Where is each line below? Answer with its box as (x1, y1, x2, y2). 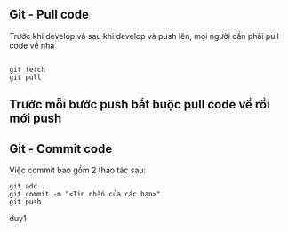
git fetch (9, 65, 46, 74)
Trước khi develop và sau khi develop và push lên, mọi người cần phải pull (9, 30, 280, 41)
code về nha (9, 40, 55, 51)
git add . (9, 182, 46, 191)
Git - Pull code (9, 7, 89, 22)
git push (9, 197, 42, 207)
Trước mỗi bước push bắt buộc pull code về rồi (9, 97, 270, 112)
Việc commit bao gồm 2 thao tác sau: (9, 164, 147, 176)
